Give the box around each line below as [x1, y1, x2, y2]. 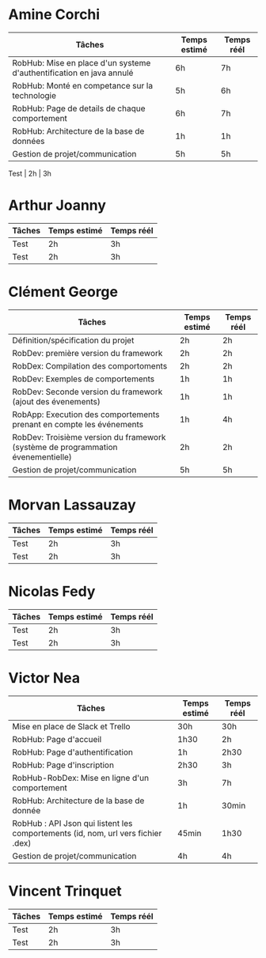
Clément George [8, 283, 119, 301]
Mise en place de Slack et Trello [12, 721, 131, 732]
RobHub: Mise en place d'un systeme [12, 57, 151, 68]
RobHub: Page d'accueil [12, 733, 102, 744]
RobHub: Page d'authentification [12, 746, 133, 757]
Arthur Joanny [8, 196, 107, 214]
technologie [12, 89, 57, 100]
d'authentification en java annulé [12, 67, 134, 78]
